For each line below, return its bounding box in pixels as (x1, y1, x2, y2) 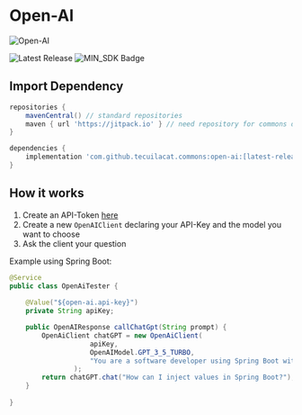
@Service (9, 273, 42, 282)
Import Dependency (9, 78, 124, 95)
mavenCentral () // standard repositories (25, 111, 182, 120)
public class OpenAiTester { (9, 281, 119, 291)
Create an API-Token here (22, 209, 119, 221)
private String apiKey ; (25, 307, 115, 316)
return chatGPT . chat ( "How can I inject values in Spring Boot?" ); (41, 373, 296, 383)
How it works (9, 185, 84, 201)
